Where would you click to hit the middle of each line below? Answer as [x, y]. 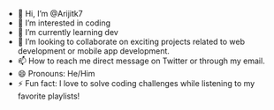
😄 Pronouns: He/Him [56, 73]
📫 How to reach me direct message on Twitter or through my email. [141, 61]
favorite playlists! [49, 96]
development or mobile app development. [94, 51]
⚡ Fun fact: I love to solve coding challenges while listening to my [136, 83]
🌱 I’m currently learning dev [68, 32]
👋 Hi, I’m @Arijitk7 [50, 14]
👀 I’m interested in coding [64, 23]
